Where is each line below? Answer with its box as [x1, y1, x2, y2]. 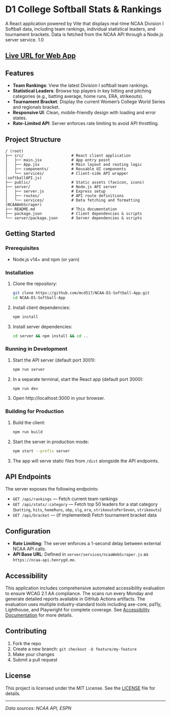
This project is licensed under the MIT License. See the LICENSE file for [5, 685, 156, 691]
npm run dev [12, 386, 38, 391]
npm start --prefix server [12, 448, 70, 453]
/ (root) [5, 148, 24, 154]
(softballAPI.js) [5, 175, 42, 181]
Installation [5, 269, 34, 276]
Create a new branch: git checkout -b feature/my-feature [12, 646, 137, 652]
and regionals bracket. [12, 104, 60, 110]
